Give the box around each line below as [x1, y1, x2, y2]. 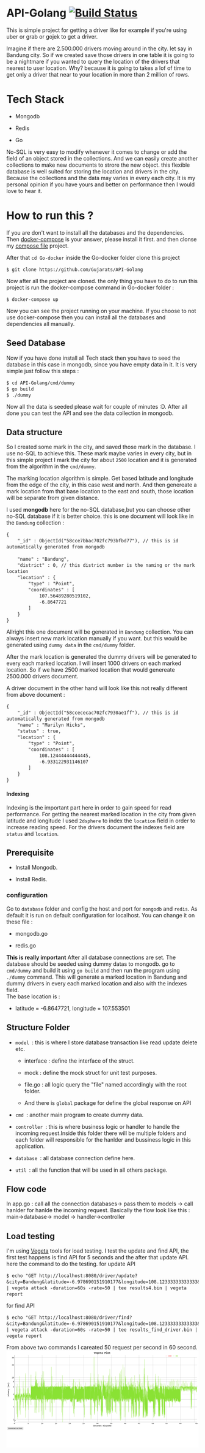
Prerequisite [6, 848, 54, 858]
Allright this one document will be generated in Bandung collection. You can [6, 628, 193, 635]
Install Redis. [15, 876, 48, 883]
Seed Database [6, 338, 66, 349]
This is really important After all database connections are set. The [6, 954, 176, 961]
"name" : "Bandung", [17, 556, 70, 563]
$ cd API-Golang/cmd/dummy [6, 380, 75, 386]
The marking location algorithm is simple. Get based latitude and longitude [6, 475, 193, 482]
